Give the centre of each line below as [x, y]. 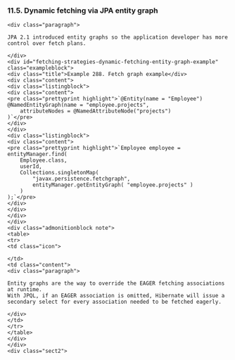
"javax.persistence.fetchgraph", [82, 179]
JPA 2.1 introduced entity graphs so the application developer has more [118, 37]
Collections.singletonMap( [59, 173]
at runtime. [25, 290]
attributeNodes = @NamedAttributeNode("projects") [96, 111]
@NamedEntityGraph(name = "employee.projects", [78, 105]
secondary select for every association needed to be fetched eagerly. [114, 302]
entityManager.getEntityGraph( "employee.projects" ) [113, 185]
